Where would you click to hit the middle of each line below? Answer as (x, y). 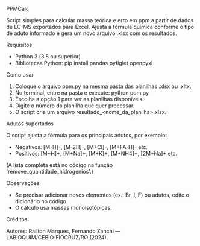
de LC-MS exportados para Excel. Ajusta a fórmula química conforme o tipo (100, 27)
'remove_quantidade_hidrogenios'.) (50, 172)
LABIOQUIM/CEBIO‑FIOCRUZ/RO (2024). (57, 237)
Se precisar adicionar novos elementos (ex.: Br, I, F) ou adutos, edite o (102, 195)
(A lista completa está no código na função (60, 165)
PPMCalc (18, 9)
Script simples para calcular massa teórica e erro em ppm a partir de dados (100, 20)
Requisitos (19, 45)
